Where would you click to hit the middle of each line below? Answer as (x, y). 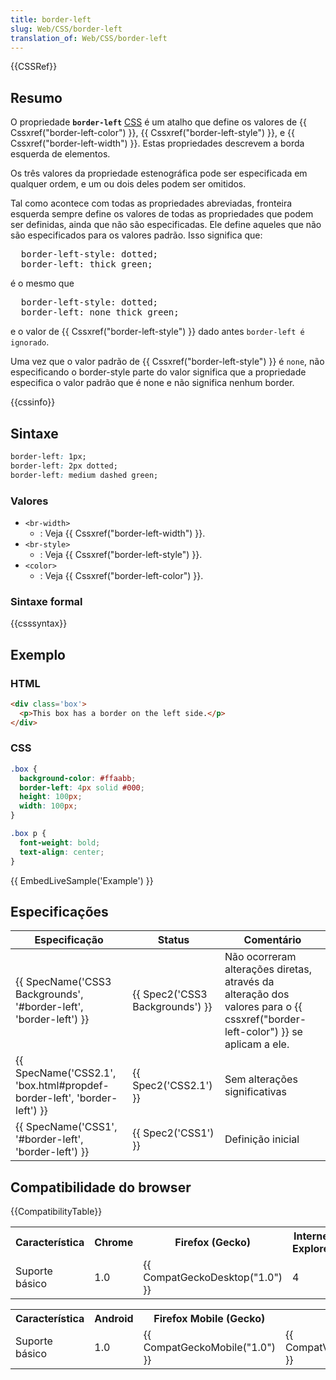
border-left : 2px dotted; (64, 466)
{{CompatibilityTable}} (56, 1212)
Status (173, 940)
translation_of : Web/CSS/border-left (89, 38)
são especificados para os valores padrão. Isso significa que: (136, 235)
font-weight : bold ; (60, 842)
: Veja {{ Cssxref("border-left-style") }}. (121, 554)
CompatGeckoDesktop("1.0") (213, 1278)
